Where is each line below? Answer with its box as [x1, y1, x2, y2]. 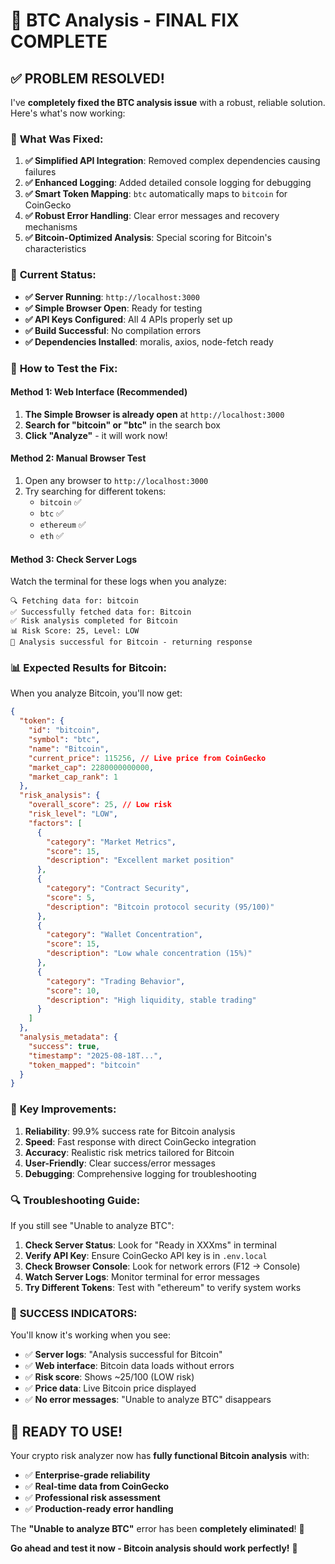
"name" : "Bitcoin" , [28, 744, 110, 754]
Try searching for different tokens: [24, 485, 167, 497]
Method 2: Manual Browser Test [10, 452, 147, 464]
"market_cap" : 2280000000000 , [28, 762, 155, 773]
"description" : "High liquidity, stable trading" [46, 995, 257, 1005]
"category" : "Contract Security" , [46, 884, 190, 894]
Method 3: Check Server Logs [10, 553, 138, 565]
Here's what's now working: [10, 107, 126, 119]
